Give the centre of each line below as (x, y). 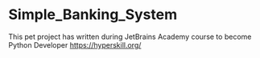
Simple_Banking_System (93, 15)
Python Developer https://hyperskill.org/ (75, 44)
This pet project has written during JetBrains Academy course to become (130, 37)
